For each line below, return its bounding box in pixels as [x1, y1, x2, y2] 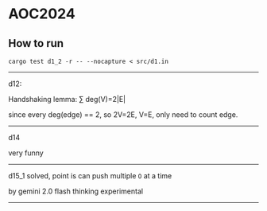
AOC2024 [8, 5, 75, 23]
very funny [8, 148, 44, 158]
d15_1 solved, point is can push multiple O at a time [8, 171, 172, 180]
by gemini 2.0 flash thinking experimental [8, 186, 144, 196]
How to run [8, 37, 64, 50]
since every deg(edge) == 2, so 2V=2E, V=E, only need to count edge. [8, 110, 238, 119]
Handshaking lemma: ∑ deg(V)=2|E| [8, 95, 126, 104]
